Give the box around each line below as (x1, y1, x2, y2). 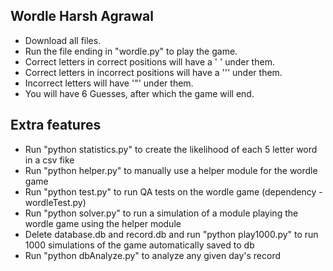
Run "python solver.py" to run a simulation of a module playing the (24, 207, 299, 219)
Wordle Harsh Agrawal (10, 8, 154, 25)
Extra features (10, 117, 102, 134)
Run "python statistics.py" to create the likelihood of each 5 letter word (24, 143, 318, 155)
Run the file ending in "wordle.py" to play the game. (24, 45, 238, 57)
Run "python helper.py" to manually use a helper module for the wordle (24, 164, 318, 176)
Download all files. (24, 34, 102, 46)
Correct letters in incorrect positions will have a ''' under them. (24, 66, 283, 78)
